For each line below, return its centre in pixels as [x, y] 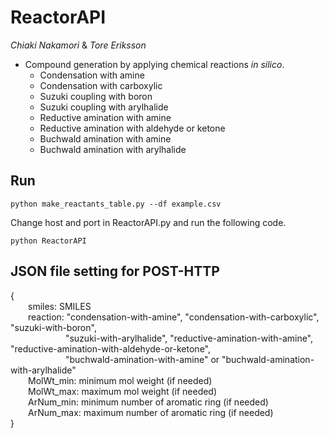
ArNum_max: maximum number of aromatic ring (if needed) [151, 412]
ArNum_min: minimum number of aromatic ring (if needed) [148, 402]
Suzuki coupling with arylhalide [104, 107]
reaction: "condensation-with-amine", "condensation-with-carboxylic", [174, 317]
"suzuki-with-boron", [53, 327]
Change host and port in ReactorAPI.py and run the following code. [148, 222]
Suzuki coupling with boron [96, 96]
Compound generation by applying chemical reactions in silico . [154, 64]
